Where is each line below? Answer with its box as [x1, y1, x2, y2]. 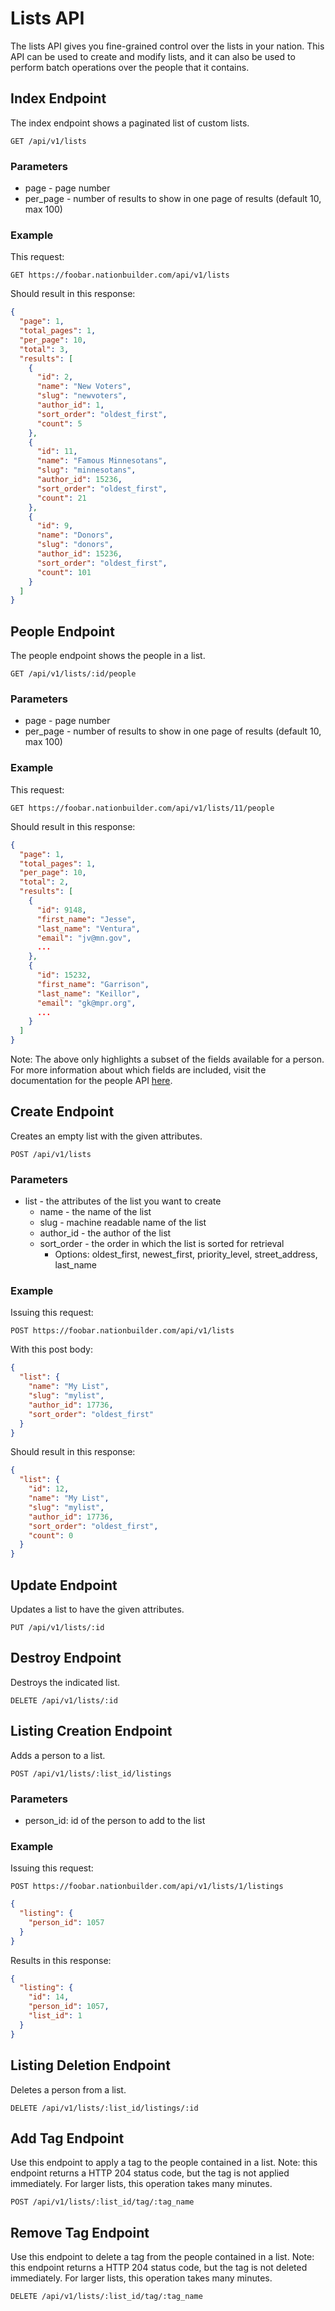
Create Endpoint [10, 1103, 115, 1121]
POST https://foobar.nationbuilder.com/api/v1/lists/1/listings [10, 1882, 284, 1892]
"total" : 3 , [19, 344, 70, 354]
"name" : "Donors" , [36, 530, 114, 541]
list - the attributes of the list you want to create [24, 1195, 222, 1207]
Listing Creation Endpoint [10, 1723, 173, 1740]
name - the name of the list [39, 1206, 152, 1218]
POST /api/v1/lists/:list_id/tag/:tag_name [10, 2197, 195, 2207]
